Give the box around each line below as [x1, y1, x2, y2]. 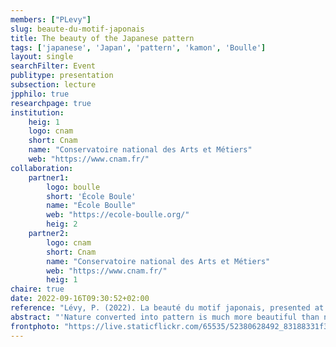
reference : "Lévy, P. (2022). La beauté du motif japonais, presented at [10, 303, 325, 313]
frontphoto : [10, 321, 60, 331]
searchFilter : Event [10, 61, 97, 71]
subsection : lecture [10, 80, 97, 90]
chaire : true [10, 284, 65, 295]
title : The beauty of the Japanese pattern [10, 33, 195, 43]
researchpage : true [10, 98, 92, 108]
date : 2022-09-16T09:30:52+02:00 [10, 294, 150, 304]
